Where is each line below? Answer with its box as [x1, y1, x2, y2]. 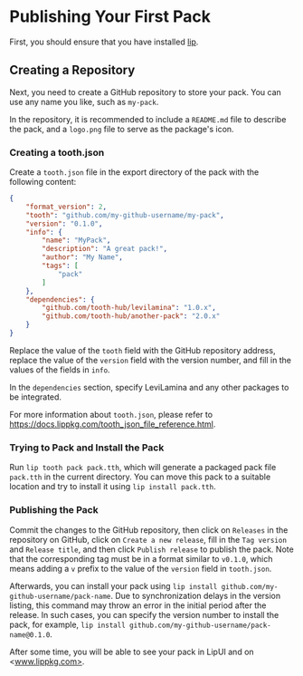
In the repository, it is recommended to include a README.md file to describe [9, 113, 287, 124]
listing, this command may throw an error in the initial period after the [9, 600, 267, 611]
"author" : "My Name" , [42, 253, 124, 262]
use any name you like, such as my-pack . [9, 96, 159, 107]
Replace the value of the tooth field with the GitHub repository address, [9, 344, 276, 355]
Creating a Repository [9, 63, 136, 78]
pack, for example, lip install [9, 619, 127, 630]
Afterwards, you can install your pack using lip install [9, 580, 218, 591]
